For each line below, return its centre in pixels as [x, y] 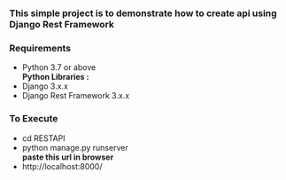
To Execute [34, 119]
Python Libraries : [55, 77]
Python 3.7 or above [59, 67]
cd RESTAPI [43, 138]
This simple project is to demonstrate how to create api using [143, 13]
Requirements [40, 48]
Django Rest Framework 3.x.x [76, 96]
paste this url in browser [68, 157]
